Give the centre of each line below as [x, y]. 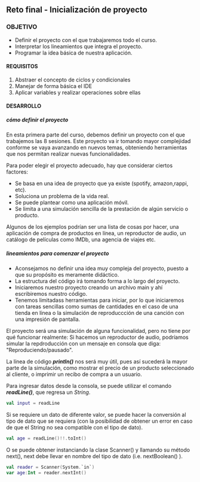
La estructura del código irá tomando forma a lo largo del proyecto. [97, 281]
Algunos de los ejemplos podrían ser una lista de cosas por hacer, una [93, 227]
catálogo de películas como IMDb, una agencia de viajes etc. [81, 240]
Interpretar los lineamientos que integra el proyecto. [79, 46]
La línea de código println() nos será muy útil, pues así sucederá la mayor [97, 362]
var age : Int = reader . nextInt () [46, 473]
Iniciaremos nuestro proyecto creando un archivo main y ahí [89, 287]
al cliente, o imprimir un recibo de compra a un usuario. [74, 374]
